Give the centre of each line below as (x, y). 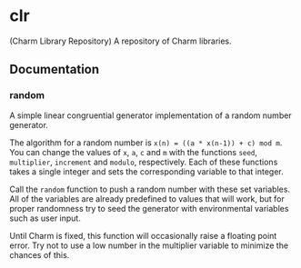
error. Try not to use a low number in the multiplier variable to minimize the (149, 245)
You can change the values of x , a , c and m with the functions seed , (133, 152)
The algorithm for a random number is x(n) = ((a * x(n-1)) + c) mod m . (146, 143)
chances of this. (40, 254)
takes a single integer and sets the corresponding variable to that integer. (146, 171)
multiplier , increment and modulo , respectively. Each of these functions (144, 162)
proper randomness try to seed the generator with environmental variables (149, 208)
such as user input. (45, 218)
